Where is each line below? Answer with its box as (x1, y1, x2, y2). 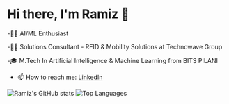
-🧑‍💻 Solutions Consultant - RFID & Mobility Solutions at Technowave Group (7, 42, 223, 51)
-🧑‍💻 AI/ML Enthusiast (7, 29, 69, 37)
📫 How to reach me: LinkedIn (17, 73, 103, 81)
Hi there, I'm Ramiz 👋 (7, 6, 130, 22)
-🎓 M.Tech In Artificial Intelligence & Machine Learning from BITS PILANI (7, 56, 218, 64)
